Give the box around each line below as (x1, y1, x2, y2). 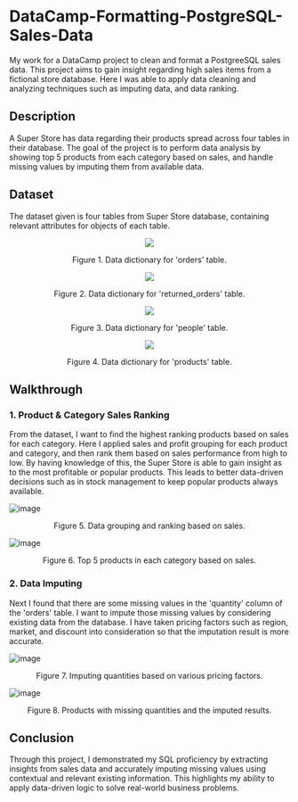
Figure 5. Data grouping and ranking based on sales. (52, 520, 246, 532)
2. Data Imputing (9, 577, 83, 590)
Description (9, 109, 76, 124)
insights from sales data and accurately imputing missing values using (9, 764, 267, 774)
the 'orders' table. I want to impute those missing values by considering (9, 607, 271, 617)
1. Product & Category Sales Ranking (9, 409, 171, 421)
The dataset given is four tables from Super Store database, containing (9, 211, 270, 221)
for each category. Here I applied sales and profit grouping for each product (9, 439, 288, 450)
